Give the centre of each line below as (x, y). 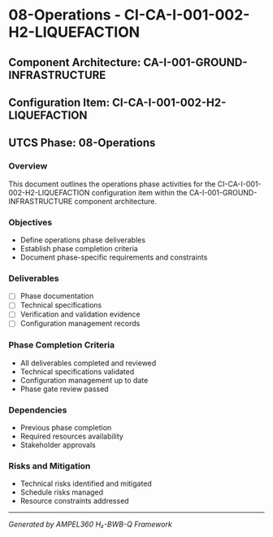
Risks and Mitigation (50, 466)
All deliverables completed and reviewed (88, 363)
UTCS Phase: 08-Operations (82, 143)
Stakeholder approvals (58, 445)
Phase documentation (57, 296)
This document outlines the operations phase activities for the (112, 184)
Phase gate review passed (64, 389)
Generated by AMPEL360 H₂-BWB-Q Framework (90, 524)
